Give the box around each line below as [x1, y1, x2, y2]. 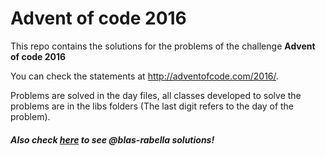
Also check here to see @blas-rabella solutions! [10, 133, 215, 146]
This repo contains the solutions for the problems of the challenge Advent [10, 40, 316, 52]
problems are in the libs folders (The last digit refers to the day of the [10, 100, 295, 112]
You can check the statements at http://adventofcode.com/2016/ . [10, 70, 280, 82]
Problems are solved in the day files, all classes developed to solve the [10, 89, 302, 101]
